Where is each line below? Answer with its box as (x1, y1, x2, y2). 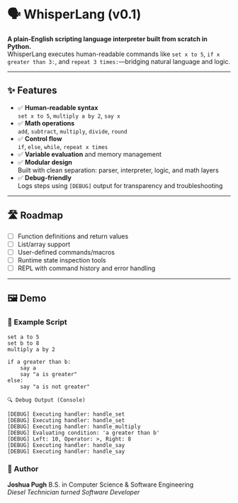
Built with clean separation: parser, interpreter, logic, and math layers (17, 165, 220, 175)
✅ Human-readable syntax (17, 103, 98, 111)
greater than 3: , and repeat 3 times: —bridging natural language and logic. (7, 57, 230, 65)
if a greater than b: (7, 358, 72, 365)
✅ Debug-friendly (17, 173, 72, 182)
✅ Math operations (17, 118, 75, 127)
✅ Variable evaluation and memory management (17, 150, 161, 158)
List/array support (17, 240, 71, 248)
